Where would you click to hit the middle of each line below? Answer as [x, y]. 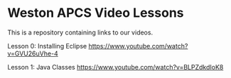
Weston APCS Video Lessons [96, 13]
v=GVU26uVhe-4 [33, 53]
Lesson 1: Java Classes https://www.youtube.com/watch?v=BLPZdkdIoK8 [116, 67]
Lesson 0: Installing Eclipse [47, 46]
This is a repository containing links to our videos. [80, 32]
